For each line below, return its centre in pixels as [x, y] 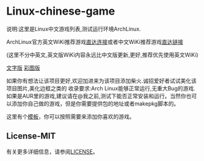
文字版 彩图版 [23, 68]
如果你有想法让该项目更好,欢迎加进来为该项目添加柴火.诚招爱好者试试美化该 [102, 80]
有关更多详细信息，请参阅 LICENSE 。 [53, 151]
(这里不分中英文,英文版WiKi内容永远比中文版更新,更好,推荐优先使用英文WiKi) [102, 55]
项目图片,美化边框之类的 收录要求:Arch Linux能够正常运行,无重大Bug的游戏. [101, 88]
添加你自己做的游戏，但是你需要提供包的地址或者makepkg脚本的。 [95, 103]
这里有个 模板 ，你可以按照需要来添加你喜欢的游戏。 [71, 116]
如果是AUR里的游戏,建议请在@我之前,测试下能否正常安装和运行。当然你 [96, 96]
